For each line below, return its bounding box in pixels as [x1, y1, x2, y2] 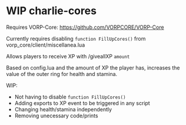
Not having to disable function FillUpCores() [14, 93, 126, 100]
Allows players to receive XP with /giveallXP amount [6, 52, 130, 60]
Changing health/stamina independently [14, 106, 112, 113]
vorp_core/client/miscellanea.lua [6, 41, 85, 48]
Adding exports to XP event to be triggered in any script [14, 99, 150, 107]
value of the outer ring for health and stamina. [6, 70, 118, 77]
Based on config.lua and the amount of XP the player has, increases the [6, 64, 180, 71]
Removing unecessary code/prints [14, 112, 98, 119]
